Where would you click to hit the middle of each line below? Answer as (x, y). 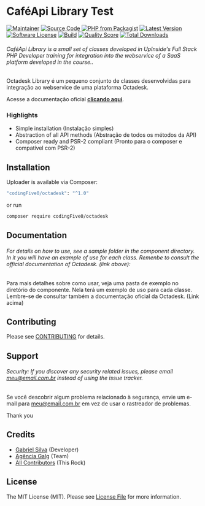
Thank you (20, 416)
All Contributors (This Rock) (50, 462)
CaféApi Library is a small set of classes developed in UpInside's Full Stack (102, 49)
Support (22, 356)
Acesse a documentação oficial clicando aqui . (65, 99)
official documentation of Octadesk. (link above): (68, 264)
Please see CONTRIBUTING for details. (56, 337)
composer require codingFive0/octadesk (57, 217)
